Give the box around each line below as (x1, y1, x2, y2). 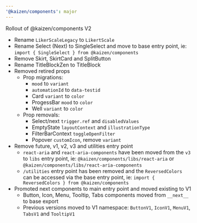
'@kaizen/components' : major (5, 8, 77, 15)
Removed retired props (14, 67, 70, 74)
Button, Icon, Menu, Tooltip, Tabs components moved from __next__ (22, 191, 189, 198)
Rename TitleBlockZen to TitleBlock (14, 61, 101, 68)
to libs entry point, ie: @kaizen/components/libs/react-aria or (22, 155, 175, 162)
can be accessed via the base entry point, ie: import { (22, 174, 155, 181)
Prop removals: (22, 111, 60, 118)
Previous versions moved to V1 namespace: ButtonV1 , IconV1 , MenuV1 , (22, 204, 191, 211)
